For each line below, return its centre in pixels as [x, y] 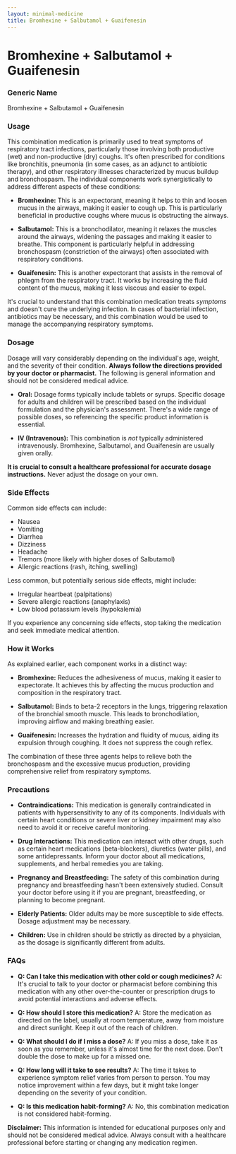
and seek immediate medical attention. [63, 630]
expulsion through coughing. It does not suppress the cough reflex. [115, 742]
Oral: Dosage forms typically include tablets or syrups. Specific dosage [121, 394]
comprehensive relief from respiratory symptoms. [79, 771]
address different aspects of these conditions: [74, 187]
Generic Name [32, 93]
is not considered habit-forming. [64, 1114]
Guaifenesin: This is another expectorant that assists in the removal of [120, 273]
